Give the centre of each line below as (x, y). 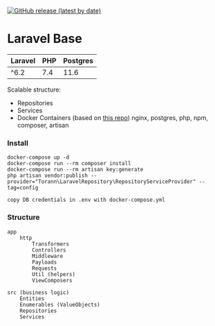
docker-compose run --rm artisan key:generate (75, 170)
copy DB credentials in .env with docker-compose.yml (86, 200)
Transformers (51, 244)
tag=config (23, 188)
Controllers (49, 250)
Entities (32, 298)
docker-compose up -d (38, 157)
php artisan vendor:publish (48, 176)
